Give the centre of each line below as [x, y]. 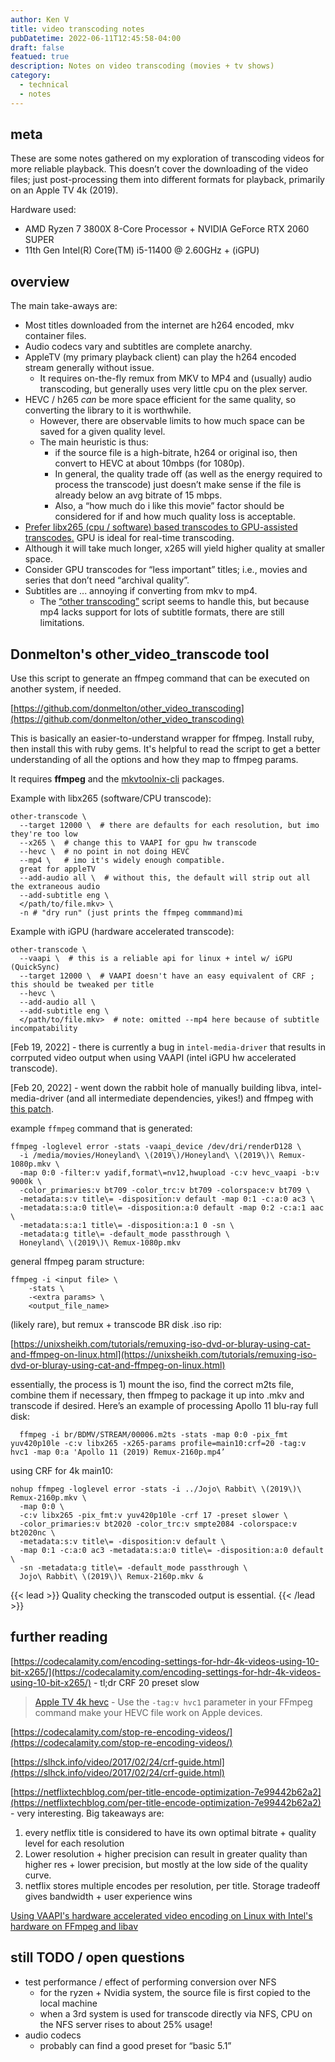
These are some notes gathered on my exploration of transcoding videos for [167, 158]
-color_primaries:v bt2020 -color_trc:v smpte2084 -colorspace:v [158, 1524]
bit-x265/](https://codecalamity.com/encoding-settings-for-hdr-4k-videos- [166, 1672]
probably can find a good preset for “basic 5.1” [135, 2045]
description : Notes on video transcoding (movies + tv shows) [142, 66]
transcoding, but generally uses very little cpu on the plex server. [173, 389]
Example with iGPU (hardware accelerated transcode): [122, 932]
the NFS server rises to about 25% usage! [126, 2024]
